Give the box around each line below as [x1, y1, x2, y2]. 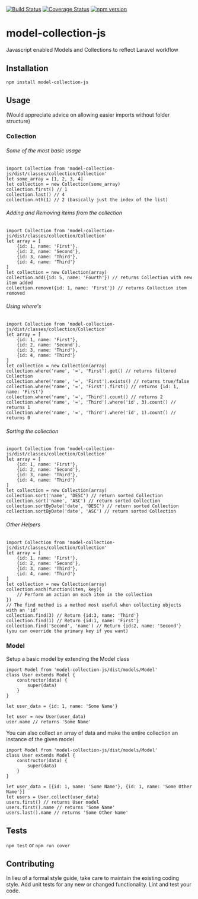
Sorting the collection [6, 427, 59, 435]
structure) [6, 117, 31, 124]
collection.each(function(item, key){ [6, 586, 102, 592]
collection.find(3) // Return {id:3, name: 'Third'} [6, 612, 139, 619]
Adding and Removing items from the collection [6, 209, 123, 217]
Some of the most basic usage [6, 147, 81, 154]
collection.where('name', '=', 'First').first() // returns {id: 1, [6, 384, 179, 390]
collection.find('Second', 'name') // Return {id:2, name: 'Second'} [6, 623, 182, 629]
